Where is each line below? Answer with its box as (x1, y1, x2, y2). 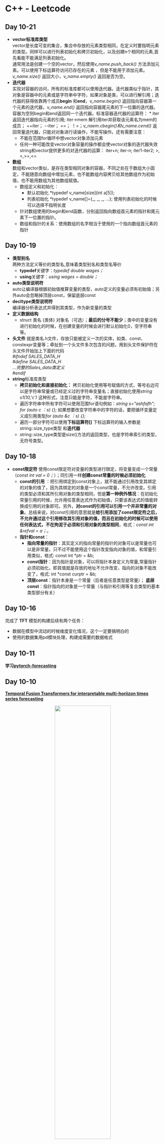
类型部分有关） (27, 589, 58, 595)
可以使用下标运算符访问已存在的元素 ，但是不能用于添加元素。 (21, 67, 148, 73)
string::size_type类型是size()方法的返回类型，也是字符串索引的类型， (19, 431, 160, 437)
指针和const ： (19, 534, 49, 540)
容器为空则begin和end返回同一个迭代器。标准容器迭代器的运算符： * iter (12, 111, 159, 116)
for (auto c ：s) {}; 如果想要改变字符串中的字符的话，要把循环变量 (19, 407, 153, 412)
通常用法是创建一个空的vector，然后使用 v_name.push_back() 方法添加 (12, 61, 155, 67)
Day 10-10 (5, 677, 36, 686)
